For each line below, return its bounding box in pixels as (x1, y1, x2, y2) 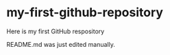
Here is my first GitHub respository (6, 27, 105, 35)
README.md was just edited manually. (6, 40, 116, 48)
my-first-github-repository (6, 5, 164, 20)
